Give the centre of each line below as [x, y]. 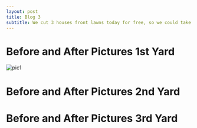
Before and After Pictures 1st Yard [91, 51]
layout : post [22, 11]
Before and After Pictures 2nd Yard [93, 91]
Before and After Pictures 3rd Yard [92, 118]
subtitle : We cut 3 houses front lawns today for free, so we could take [99, 22]
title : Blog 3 [24, 17]
